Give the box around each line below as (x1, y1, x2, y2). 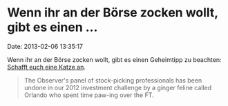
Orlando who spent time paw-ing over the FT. (23, 91, 154, 99)
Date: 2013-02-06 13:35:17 (7, 42, 83, 50)
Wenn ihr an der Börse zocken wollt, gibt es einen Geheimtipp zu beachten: (7, 55, 222, 63)
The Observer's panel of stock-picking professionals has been (23, 76, 202, 84)
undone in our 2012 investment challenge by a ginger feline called (23, 83, 212, 92)
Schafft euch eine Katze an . (7, 63, 86, 71)
